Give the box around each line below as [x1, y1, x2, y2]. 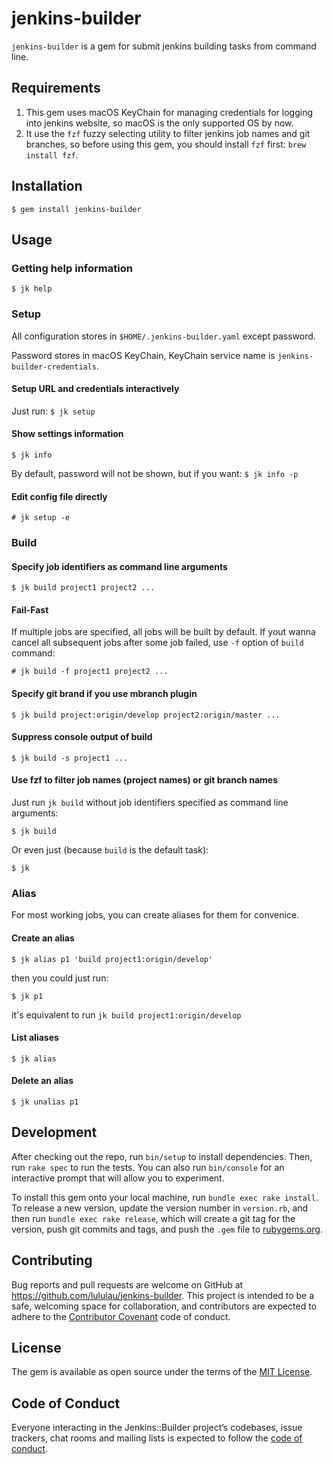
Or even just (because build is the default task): [11, 844, 209, 856]
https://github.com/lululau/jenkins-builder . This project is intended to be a [11, 1289, 315, 1301]
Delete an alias [11, 1075, 74, 1087]
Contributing [11, 1252, 93, 1269]
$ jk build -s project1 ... [11, 753, 129, 763]
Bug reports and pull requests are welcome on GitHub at [11, 1278, 244, 1291]
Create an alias [11, 932, 75, 944]
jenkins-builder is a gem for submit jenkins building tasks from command [11, 40, 317, 52]
